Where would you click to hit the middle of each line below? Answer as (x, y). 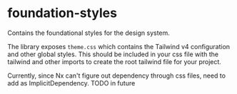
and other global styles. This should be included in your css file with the (113, 54)
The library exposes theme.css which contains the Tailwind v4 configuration (119, 46)
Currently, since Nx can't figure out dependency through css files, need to (117, 75)
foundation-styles (62, 13)
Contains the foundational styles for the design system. (89, 33)
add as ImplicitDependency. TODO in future (71, 83)
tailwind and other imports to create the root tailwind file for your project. (114, 61)
